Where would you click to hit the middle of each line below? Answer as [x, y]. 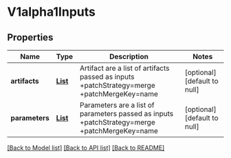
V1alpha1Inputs [52, 12]
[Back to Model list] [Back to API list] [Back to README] [86, 148]
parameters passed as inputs [126, 114]
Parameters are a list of [117, 105]
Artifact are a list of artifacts [124, 68]
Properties [30, 37]
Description [129, 57]
